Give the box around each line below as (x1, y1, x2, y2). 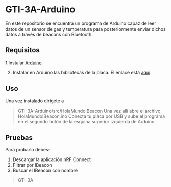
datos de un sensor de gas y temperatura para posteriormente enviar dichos (5, 25, 166, 32)
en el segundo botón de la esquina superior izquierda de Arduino (17, 118, 155, 124)
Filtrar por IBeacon (12, 162, 52, 168)
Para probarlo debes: (5, 147, 50, 153)
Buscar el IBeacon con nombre (12, 167, 78, 174)
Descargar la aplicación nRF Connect (12, 156, 91, 163)
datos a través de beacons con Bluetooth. (5, 31, 93, 37)
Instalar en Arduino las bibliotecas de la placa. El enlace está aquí (12, 69, 151, 75)
